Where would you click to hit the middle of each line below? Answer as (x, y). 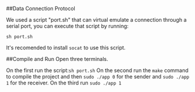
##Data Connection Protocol (41, 8)
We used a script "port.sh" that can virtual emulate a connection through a (96, 20)
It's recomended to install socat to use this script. (66, 47)
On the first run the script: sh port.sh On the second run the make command (97, 70)
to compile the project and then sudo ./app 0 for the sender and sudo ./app (98, 76)
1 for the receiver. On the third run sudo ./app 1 (64, 83)
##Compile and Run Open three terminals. (57, 59)
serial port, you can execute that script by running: (67, 26)
